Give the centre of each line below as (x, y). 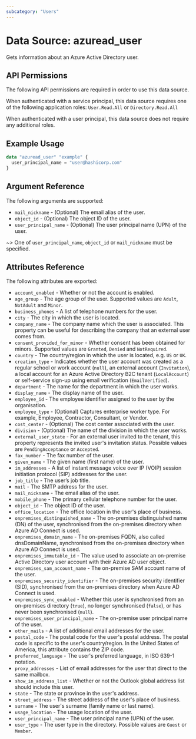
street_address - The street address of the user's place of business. (97, 700)
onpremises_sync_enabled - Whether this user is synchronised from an (99, 599)
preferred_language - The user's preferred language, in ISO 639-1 (94, 656)
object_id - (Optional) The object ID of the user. (73, 218)
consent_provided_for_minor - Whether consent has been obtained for (100, 343)
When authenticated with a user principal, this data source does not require (98, 119)
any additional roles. (31, 125)
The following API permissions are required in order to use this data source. (98, 90)
